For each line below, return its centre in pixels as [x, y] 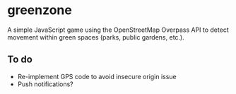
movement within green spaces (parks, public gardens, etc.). [96, 37]
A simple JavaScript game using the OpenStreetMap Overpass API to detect [118, 30]
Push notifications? [46, 84]
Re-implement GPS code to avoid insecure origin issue [97, 76]
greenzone [40, 10]
